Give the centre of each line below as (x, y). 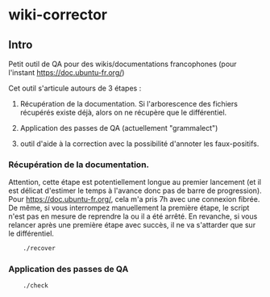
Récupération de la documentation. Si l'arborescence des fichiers (129, 104)
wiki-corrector (58, 15)
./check (35, 286)
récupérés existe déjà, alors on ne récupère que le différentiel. (123, 112)
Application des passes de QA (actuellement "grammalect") (119, 128)
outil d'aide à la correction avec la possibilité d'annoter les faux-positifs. (139, 144)
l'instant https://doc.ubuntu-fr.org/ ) (66, 73)
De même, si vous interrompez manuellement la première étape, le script (129, 208)
